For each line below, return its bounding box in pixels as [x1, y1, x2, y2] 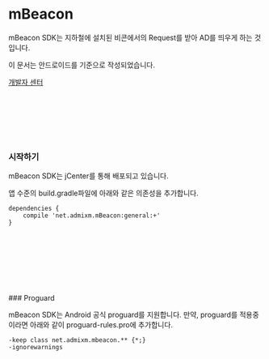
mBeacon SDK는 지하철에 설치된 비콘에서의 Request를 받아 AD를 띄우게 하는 [8, 32, 253, 42]
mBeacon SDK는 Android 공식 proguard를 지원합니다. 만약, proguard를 [8, 310, 238, 320]
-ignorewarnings [8, 344, 63, 352]
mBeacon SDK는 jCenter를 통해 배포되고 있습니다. [8, 171, 169, 181]
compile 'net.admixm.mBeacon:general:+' [23, 212, 161, 220]
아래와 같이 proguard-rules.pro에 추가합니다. [29, 320, 174, 330]
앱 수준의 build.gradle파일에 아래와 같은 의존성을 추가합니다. [8, 188, 200, 199]
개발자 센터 [8, 77, 44, 87]
